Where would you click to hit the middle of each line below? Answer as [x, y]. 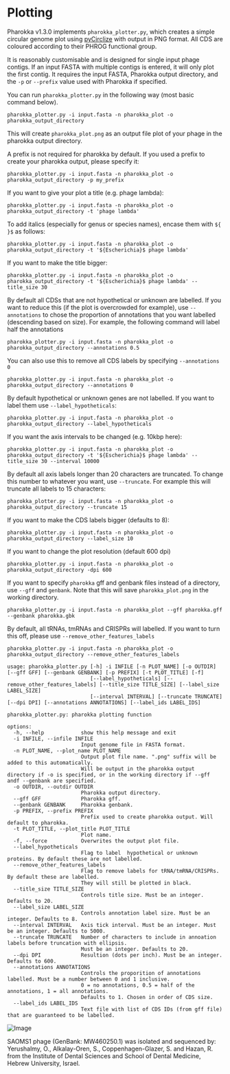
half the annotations [35, 329]
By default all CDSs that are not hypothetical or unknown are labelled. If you [114, 300]
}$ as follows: [26, 231]
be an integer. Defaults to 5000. [57, 931]
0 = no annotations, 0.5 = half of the [138, 985]
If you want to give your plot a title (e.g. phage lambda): [85, 192]
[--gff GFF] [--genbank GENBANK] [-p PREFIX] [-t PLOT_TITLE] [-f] [106, 672]
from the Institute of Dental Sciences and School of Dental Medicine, [104, 1055]
